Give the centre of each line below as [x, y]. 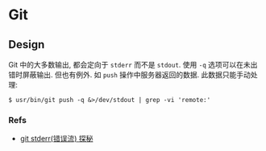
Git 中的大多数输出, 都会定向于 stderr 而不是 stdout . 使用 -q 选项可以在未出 [133, 65]
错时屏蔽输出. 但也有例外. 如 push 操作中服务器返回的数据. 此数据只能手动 [130, 75]
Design [27, 45]
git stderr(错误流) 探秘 [56, 139]
